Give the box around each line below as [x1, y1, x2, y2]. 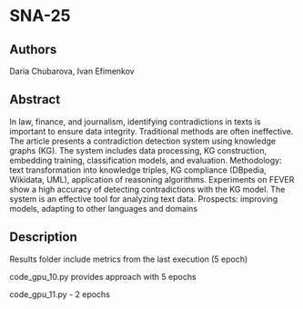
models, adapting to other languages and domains [9, 203, 198, 214]
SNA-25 [9, 5, 71, 26]
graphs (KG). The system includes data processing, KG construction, [9, 145, 267, 155]
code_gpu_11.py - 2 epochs [9, 288, 111, 300]
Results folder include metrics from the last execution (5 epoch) [9, 254, 248, 264]
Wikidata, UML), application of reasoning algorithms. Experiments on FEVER [9, 174, 295, 184]
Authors [9, 42, 57, 57]
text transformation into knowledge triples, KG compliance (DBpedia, [9, 164, 267, 175]
